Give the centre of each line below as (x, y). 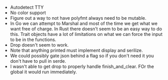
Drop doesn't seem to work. (39, 45)
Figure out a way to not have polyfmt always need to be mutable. (78, 18)
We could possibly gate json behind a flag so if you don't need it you (82, 56)
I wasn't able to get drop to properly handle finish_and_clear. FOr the (82, 66)
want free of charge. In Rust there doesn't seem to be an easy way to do (86, 29)
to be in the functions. (33, 39)
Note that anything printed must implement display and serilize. (77, 50)
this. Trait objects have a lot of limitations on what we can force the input (86, 34)
